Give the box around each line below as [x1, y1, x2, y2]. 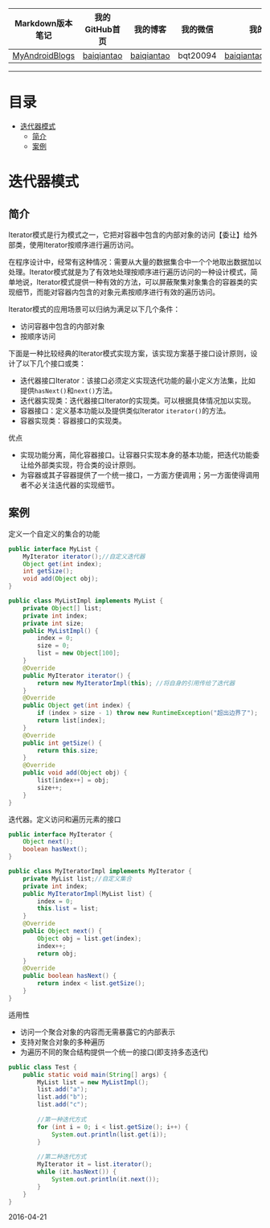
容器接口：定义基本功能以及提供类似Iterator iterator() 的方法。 [19, 405, 231, 415]
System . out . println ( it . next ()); [51, 1175, 160, 1183]
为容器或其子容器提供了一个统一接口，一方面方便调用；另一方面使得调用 [19, 470, 260, 479]
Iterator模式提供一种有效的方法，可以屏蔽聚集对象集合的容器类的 [35, 277, 251, 286]
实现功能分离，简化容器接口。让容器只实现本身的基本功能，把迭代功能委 [19, 450, 260, 459]
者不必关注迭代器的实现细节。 [19, 480, 119, 490]
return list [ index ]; [37, 717, 106, 725]
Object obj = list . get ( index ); [37, 934, 142, 943]
